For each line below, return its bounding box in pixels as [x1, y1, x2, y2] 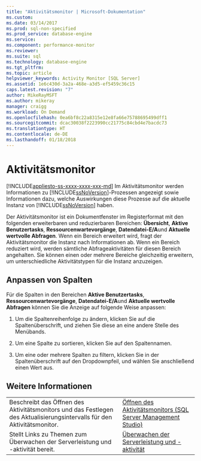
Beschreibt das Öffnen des [9, 398, 85, 407]
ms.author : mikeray [6, 98, 55, 104]
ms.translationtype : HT [6, 126, 66, 132]
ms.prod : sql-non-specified [6, 25, 77, 32]
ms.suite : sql [6, 53, 42, 59]
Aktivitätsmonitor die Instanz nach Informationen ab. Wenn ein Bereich [6, 238, 180, 245]
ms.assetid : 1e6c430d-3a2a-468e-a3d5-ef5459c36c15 [6, 81, 135, 87]
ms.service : [6, 37, 36, 43]
